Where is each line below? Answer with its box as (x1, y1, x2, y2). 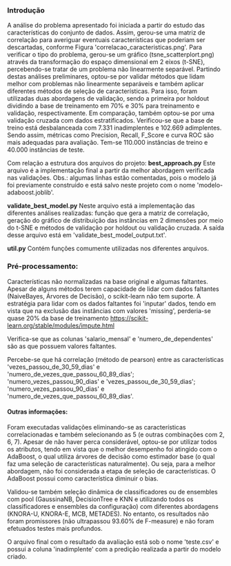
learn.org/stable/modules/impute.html (7, 321, 115, 330)
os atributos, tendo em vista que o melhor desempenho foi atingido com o (7, 445, 217, 453)
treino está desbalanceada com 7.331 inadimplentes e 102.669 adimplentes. (7, 123, 222, 132)
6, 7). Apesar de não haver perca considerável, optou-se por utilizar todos (7, 437, 217, 446)
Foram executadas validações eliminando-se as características (7, 423, 186, 431)
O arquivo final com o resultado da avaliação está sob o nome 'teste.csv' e (7, 537, 219, 546)
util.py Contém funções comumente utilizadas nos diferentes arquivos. (7, 244, 209, 253)
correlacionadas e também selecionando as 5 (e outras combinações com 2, (7, 430, 225, 438)
